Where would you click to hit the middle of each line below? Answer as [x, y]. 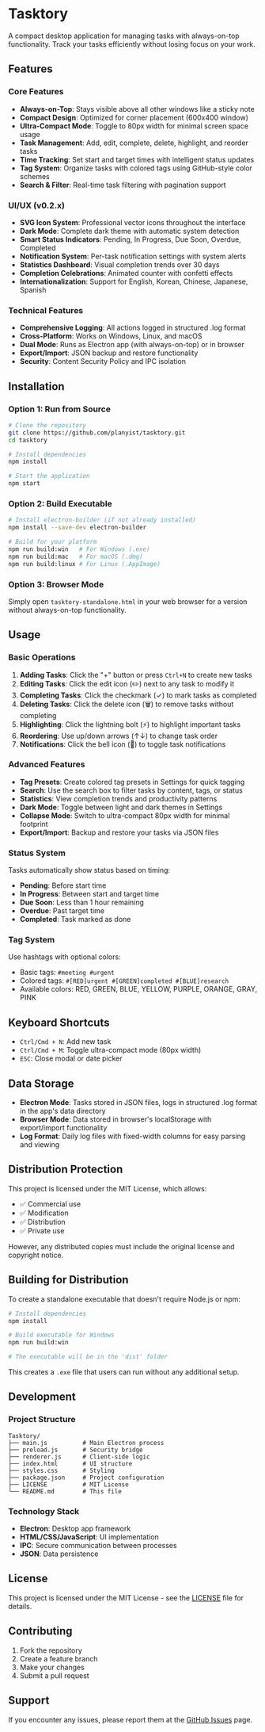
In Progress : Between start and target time [89, 894]
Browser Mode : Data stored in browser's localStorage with [115, 1119]
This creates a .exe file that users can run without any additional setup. [124, 1372]
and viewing [40, 1145]
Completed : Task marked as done [75, 920]
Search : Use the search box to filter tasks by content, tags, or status [131, 790]
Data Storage [41, 1083]
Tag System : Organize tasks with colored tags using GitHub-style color [136, 168]
